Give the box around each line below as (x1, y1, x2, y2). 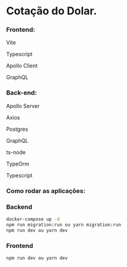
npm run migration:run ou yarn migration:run (6, 222, 121, 228)
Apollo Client (6, 62, 38, 69)
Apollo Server (6, 102, 40, 109)
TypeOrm (6, 160, 30, 167)
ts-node (6, 148, 26, 156)
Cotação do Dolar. (6, 4, 97, 18)
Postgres (6, 125, 29, 133)
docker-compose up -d (6, 216, 60, 222)
